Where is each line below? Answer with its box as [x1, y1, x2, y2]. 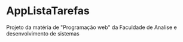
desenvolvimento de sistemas [6, 30, 80, 37]
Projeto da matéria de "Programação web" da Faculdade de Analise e [6, 24, 178, 31]
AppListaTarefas [6, 4, 90, 18]
